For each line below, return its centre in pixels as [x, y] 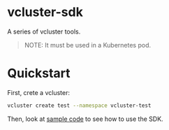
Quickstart [39, 73]
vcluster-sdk [45, 12]
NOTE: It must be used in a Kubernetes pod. [88, 45]
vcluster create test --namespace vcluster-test [79, 106]
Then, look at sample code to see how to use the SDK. [85, 119]
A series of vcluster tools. [44, 31]
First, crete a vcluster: [38, 92]
